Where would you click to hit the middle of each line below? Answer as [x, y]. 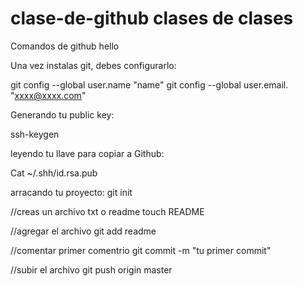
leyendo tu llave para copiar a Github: [87, 153]
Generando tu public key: [62, 114]
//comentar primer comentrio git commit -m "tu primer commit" [141, 250]
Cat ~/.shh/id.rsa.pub [54, 173]
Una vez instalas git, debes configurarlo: [93, 65]
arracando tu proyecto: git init [71, 192]
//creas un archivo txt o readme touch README [107, 211]
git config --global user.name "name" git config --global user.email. [149, 84]
